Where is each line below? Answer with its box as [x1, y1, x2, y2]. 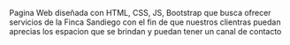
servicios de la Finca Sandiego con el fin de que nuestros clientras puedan [9, 17, 281, 27]
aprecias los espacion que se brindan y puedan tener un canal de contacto [9, 26, 282, 36]
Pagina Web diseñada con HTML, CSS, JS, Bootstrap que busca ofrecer [9, 8, 271, 18]
